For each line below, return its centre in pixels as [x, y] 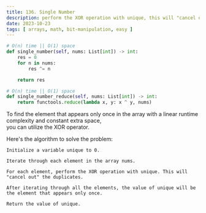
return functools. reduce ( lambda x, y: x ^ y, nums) [85, 103]
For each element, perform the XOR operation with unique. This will [97, 172]
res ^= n [40, 69]
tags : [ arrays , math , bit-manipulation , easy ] [70, 29]
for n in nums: [37, 63]
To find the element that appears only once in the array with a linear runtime [102, 114]
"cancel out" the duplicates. [45, 177]
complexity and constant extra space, [54, 121]
